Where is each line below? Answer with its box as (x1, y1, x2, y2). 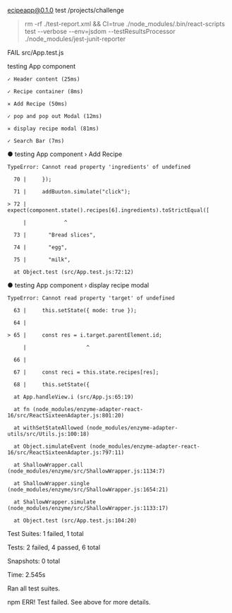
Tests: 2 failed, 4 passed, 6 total (7, 543, 101, 552)
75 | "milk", (13, 256, 71, 263)
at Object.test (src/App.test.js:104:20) (13, 517, 138, 524)
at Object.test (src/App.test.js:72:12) (13, 268, 134, 275)
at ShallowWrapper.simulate (13, 499, 97, 506)
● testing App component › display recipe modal (7, 281, 149, 289)
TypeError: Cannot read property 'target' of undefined (7, 294, 175, 302)
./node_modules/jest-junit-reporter (24, 35, 126, 43)
